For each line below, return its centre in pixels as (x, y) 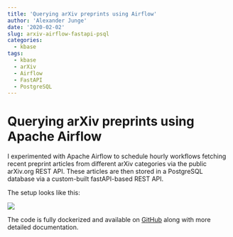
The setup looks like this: (44, 193)
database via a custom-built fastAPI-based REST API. (86, 179)
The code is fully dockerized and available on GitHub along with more (109, 220)
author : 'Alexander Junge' (47, 21)
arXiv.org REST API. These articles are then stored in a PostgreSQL (105, 172)
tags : (15, 54)
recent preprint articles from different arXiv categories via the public (107, 164)
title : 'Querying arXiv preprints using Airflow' (82, 14)
